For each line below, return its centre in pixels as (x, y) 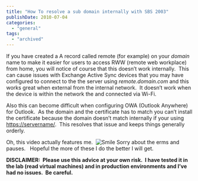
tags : (13, 34)
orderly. (16, 131)
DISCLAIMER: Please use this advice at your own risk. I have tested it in (97, 160)
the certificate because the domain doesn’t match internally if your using (95, 118)
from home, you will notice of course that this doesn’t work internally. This (98, 69)
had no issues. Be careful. (40, 172)
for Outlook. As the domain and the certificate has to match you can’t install (99, 112)
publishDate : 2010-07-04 (37, 17)
